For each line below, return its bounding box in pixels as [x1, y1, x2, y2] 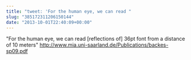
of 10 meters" [6, 41, 39, 48]
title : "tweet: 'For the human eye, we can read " [6, 8, 132, 15]
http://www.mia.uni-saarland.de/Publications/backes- [40, 41, 169, 48]
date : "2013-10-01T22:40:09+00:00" [6, 19, 93, 25]
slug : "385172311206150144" [6, 14, 75, 20]
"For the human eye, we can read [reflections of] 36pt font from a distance [6, 36, 185, 43]
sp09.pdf [6, 48, 28, 55]
